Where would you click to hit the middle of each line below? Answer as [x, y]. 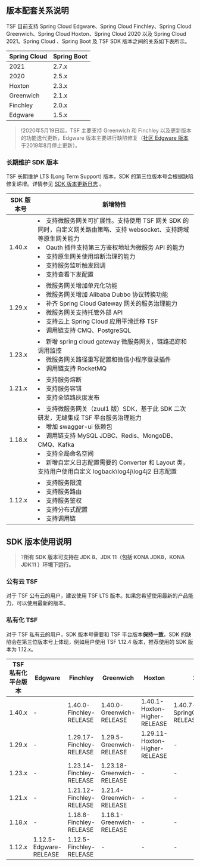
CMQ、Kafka [56, 445]
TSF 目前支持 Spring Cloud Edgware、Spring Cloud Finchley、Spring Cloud [99, 26]
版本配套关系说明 [37, 11]
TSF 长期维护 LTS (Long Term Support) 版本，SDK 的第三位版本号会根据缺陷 [100, 176]
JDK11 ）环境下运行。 [47, 564]
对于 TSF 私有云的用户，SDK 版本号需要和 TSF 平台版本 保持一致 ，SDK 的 [96, 634]
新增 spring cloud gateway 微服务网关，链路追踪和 [116, 342]
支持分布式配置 [67, 509]
